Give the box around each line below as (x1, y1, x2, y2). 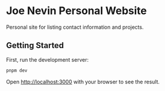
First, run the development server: (6, 56, 89, 63)
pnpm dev (6, 68, 28, 73)
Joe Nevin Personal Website (6, 4, 147, 18)
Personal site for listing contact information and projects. (6, 23, 144, 31)
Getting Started (6, 41, 64, 50)
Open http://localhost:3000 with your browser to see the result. (6, 78, 160, 85)
